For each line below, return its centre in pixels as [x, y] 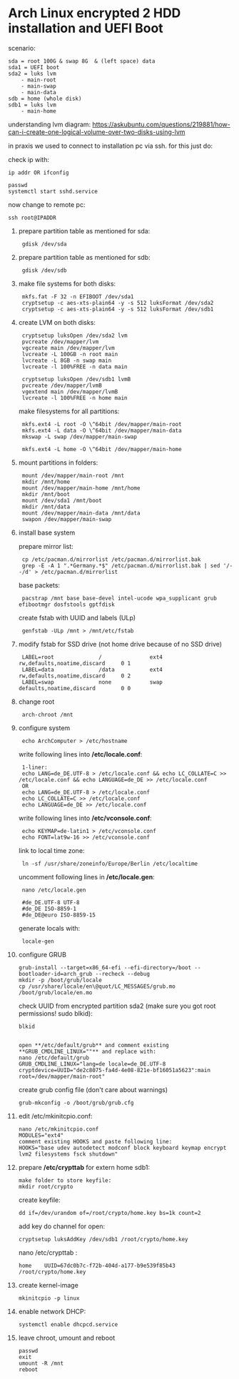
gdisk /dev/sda [44, 244]
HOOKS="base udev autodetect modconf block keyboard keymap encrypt [122, 1148]
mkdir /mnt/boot [46, 494]
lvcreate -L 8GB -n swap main [67, 360]
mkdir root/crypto [46, 1186]
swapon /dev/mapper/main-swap [67, 519]
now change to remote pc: [47, 204]
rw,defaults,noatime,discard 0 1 [75, 663]
